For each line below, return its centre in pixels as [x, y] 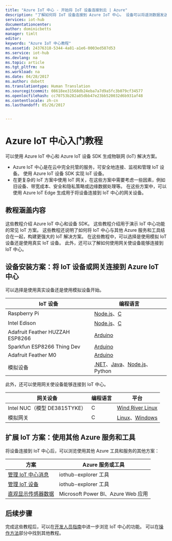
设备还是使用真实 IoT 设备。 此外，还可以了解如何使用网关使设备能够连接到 [84, 243]
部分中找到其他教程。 [41, 533]
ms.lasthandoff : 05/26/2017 [35, 105]
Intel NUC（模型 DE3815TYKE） [47, 408]
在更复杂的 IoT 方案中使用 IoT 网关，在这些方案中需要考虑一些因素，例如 [89, 180]
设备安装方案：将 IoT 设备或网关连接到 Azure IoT [82, 267]
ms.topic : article [25, 62]
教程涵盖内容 [26, 210]
